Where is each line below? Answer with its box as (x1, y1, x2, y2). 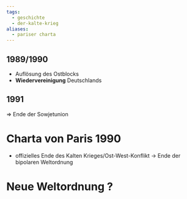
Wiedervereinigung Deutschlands (15, 77, 102, 84)
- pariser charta (12, 32, 56, 38)
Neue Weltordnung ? (6, 180, 113, 194)
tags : (6, 9, 20, 15)
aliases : (6, 26, 29, 32)
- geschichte (12, 15, 45, 21)
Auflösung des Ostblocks (15, 70, 79, 77)
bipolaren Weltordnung (15, 158, 73, 166)
